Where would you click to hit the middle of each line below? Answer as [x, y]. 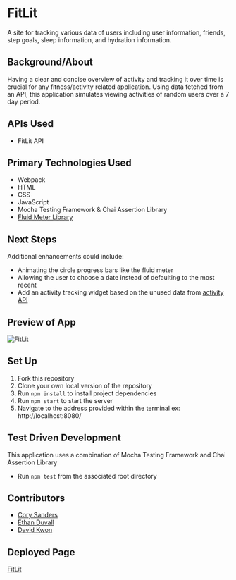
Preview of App [42, 322]
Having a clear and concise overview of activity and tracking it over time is [116, 79]
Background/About [50, 62]
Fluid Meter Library [45, 217]
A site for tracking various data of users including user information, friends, [116, 32]
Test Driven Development [64, 438]
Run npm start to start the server [65, 400]
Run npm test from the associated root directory [87, 476]
